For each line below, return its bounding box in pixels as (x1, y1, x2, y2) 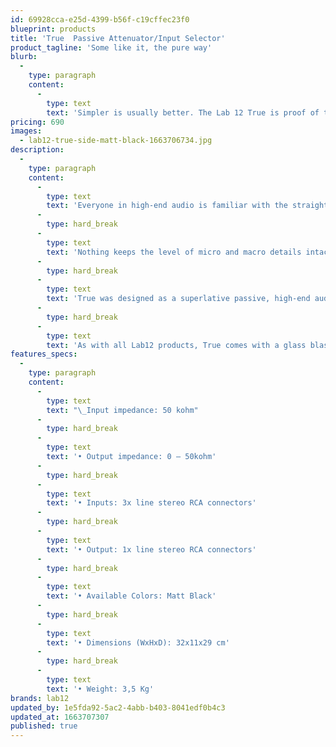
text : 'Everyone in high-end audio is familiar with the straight (46, 201, 329, 211)
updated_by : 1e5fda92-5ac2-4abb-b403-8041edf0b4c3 (10, 702, 226, 713)
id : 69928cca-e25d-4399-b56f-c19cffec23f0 (10, 14, 190, 25)
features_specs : (10, 349, 78, 360)
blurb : (10, 52, 38, 62)
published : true (10, 721, 78, 731)
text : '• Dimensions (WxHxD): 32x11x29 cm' (46, 637, 230, 648)
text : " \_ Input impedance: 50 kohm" (46, 405, 199, 415)
